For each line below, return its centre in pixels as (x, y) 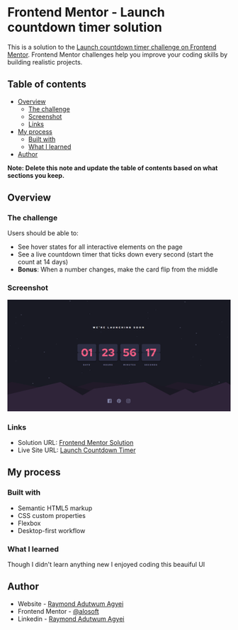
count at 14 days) (43, 262)
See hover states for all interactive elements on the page (100, 247)
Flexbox (29, 523)
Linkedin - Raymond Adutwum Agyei (71, 619)
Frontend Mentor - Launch (86, 12)
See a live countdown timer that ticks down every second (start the (115, 254)
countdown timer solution (85, 27)
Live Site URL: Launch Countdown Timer (76, 450)
